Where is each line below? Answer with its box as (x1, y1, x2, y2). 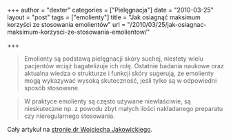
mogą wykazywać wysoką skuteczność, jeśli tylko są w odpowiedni (23, 77, 217, 85)
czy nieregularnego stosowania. (23, 112, 115, 120)
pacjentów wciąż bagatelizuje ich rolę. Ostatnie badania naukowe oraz (23, 62, 224, 70)
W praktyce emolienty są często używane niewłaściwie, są (23, 97, 191, 106)
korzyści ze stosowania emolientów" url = (7, 21, 126, 28)
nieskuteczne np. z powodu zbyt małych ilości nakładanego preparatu (23, 105, 223, 112)
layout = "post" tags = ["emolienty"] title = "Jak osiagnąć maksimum (7, 13, 201, 21)
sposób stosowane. (23, 84, 80, 92)
